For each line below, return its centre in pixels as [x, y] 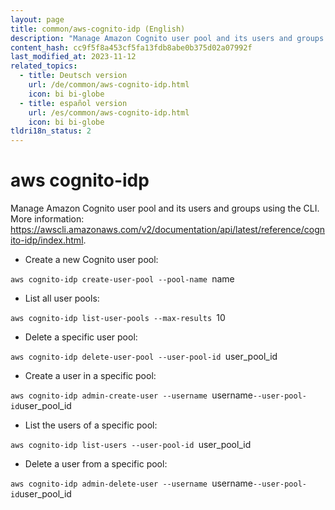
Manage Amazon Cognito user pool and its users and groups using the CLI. [165, 208]
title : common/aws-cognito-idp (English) [98, 29]
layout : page [37, 19]
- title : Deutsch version [73, 76]
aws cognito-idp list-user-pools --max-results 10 [118, 318]
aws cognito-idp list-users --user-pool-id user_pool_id [131, 445]
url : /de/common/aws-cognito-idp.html [109, 85]
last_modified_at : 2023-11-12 [73, 57]
